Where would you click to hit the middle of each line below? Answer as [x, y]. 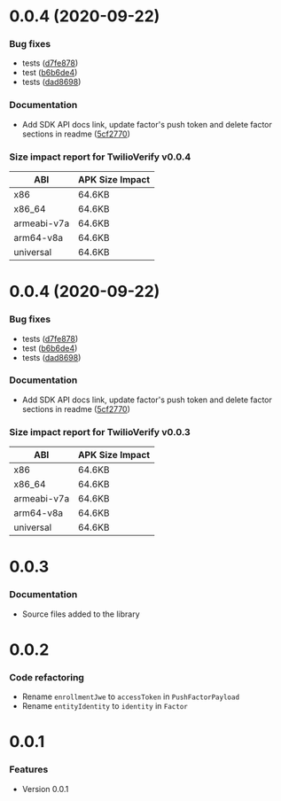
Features [29, 770]
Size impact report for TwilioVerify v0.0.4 [100, 157]
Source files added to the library [81, 614]
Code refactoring [47, 677]
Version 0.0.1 [45, 789]
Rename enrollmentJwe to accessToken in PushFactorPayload [131, 696]
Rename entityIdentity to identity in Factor [105, 706]
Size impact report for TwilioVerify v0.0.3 [100, 432]
